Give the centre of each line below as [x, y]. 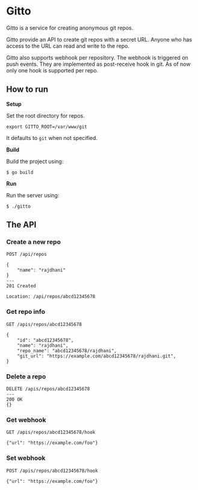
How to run [27, 90]
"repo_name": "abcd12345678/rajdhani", [67, 351]
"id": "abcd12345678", [45, 340]
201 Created [21, 286]
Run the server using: [33, 195]
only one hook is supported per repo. [52, 70]
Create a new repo [34, 242]
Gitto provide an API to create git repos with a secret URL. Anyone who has [99, 39]
